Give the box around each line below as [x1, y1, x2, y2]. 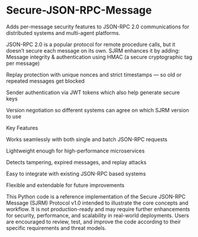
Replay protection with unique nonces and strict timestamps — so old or [6, 71, 182, 78]
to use [6, 113, 22, 120]
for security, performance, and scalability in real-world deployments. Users [6, 212, 189, 219]
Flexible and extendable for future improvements [6, 181, 125, 189]
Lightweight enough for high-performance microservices [6, 147, 145, 154]
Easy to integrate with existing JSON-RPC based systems [6, 170, 146, 177]
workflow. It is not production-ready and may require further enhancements [6, 205, 190, 213]
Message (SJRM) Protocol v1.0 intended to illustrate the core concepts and [6, 199, 189, 206]
